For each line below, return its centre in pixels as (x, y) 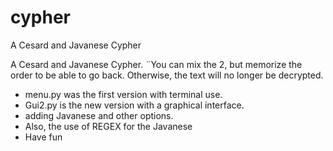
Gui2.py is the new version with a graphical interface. (134, 105)
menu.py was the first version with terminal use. (123, 94)
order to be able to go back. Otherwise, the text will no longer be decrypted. (167, 75)
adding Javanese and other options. (99, 115)
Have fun (43, 137)
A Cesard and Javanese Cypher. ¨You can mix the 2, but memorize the (156, 64)
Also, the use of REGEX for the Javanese (108, 126)
